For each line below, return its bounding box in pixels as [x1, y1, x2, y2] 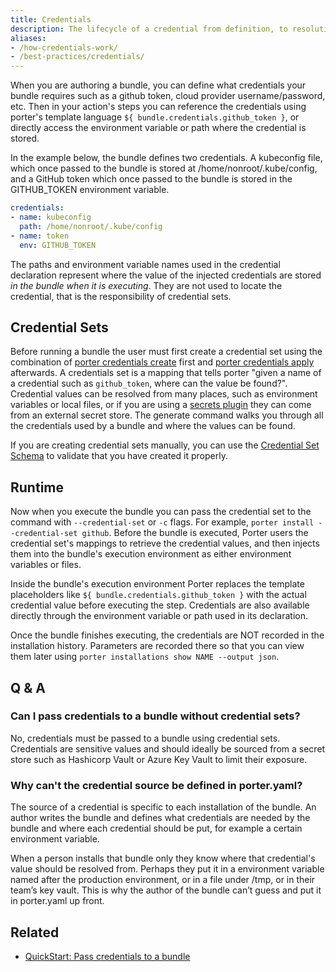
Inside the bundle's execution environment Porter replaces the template [10, 578, 305, 590]
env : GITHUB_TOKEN [19, 240, 97, 250]
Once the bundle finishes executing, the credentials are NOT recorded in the [10, 629, 325, 641]
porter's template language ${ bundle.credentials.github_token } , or [10, 111, 300, 123]
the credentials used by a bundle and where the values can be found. [10, 420, 296, 432]
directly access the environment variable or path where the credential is [10, 122, 307, 134]
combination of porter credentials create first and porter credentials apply [10, 356, 315, 368]
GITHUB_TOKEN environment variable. [10, 184, 170, 196]
